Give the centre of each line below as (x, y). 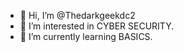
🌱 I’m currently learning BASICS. (86, 36)
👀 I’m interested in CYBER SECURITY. (97, 26)
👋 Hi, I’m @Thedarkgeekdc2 (77, 15)
